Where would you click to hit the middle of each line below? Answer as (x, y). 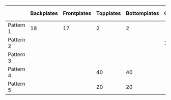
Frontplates (77, 13)
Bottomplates (142, 13)
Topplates (108, 13)
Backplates (44, 13)
